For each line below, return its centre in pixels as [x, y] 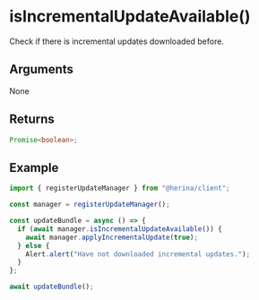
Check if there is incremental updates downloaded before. [117, 41]
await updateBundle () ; [52, 287]
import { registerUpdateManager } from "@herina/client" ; [120, 189]
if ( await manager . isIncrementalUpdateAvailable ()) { [120, 229]
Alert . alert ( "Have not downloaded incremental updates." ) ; [138, 254]
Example [34, 167]
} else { [34, 245]
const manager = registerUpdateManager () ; [90, 205]
